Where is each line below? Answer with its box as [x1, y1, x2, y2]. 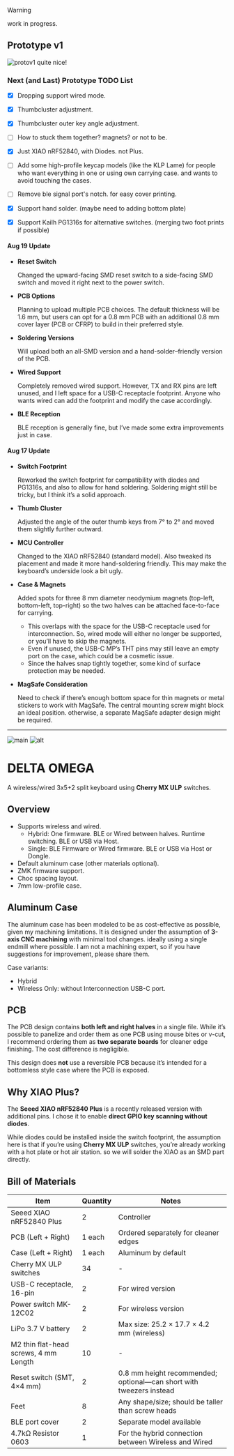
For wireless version [118, 1304, 185, 1314]
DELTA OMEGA [7, 760, 95, 776]
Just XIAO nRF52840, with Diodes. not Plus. [17, 147, 144, 156]
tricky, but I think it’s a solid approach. [17, 491, 127, 499]
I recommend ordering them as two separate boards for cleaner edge [7, 1038, 208, 1046]
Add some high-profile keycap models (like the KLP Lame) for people [17, 161, 216, 169]
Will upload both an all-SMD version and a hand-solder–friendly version [17, 347, 223, 355]
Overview [7, 803, 51, 815]
